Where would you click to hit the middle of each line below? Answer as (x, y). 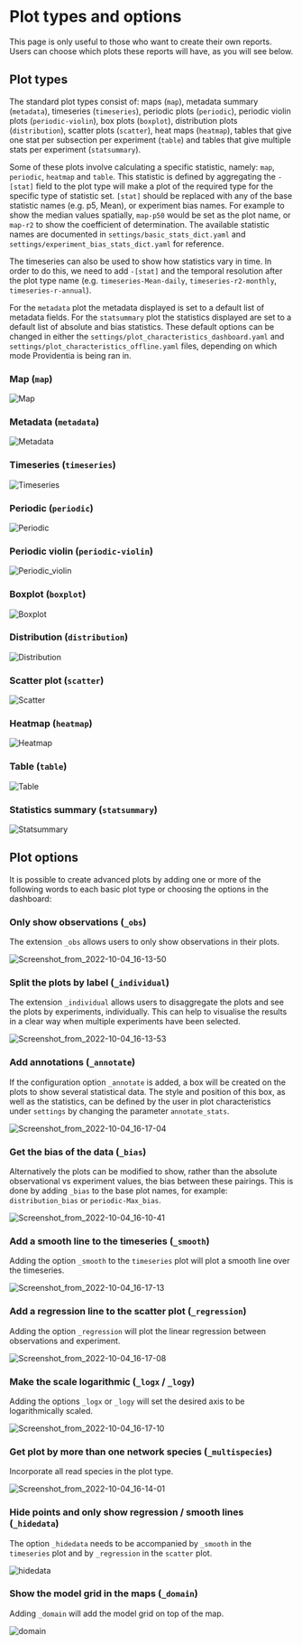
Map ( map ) (31, 379)
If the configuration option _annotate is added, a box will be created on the (148, 1082)
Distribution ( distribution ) (69, 637)
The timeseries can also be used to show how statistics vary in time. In (141, 261)
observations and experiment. (65, 1341)
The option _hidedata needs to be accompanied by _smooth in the (131, 1543)
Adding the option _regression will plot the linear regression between (138, 1331)
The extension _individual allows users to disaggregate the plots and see (146, 1002)
